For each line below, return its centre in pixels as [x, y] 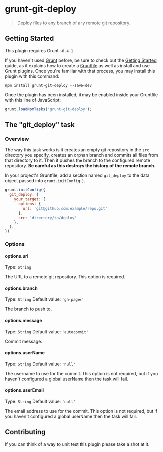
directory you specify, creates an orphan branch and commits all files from [81, 155]
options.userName [25, 353]
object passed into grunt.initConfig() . [45, 181]
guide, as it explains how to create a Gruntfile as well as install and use [78, 65]
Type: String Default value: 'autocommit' [47, 332]
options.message [24, 320]
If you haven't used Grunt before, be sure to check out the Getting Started [81, 60]
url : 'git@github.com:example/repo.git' [65, 208]
